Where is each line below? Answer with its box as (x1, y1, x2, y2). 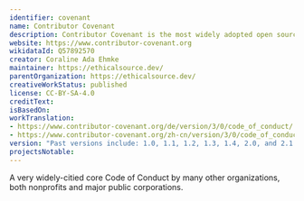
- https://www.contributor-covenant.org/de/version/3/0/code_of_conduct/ (9, 123, 294, 132)
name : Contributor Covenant (9, 22, 116, 31)
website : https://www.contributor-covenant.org (9, 38, 193, 48)
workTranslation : (9, 114, 75, 123)
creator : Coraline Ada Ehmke (9, 55, 119, 64)
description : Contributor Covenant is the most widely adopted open (9, 30, 273, 39)
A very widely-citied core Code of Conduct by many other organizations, (9, 172, 280, 183)
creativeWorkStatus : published (9, 80, 128, 89)
